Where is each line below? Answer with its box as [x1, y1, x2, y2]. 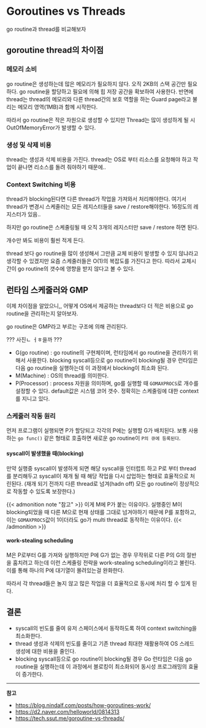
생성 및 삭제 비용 [6, 140, 51, 149]
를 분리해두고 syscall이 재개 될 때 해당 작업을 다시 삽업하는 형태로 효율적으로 [6, 472, 189, 480]
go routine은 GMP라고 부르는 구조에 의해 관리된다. [6, 323, 128, 331]
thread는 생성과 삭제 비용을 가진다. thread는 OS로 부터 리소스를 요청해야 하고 [6, 155, 192, 163]
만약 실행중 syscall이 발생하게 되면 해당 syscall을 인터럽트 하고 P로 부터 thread [6, 464, 196, 472]
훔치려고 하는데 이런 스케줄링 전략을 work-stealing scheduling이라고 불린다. [12, 559, 196, 566]
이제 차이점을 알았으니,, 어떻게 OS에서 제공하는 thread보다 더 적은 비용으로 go [6, 302, 194, 310]
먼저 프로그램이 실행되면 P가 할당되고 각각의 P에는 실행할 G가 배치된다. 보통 [6, 427, 188, 434]
